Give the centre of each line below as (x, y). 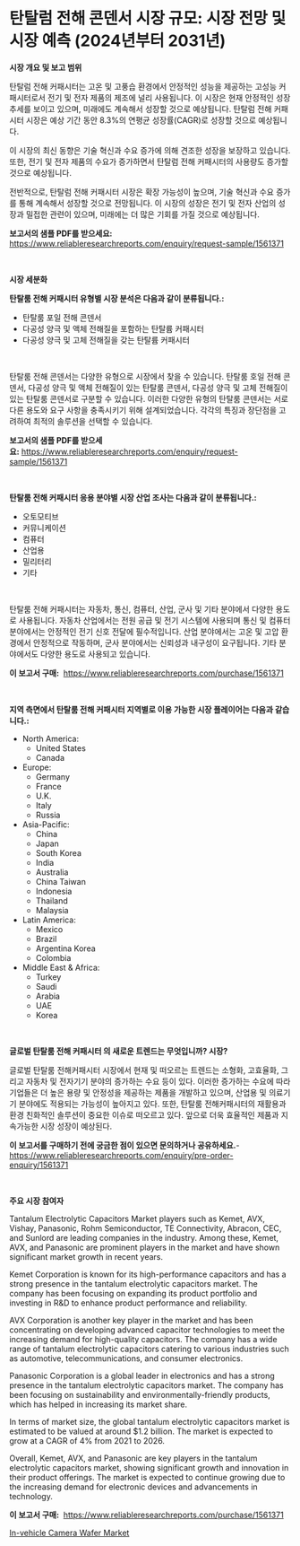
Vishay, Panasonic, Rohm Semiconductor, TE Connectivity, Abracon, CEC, (146, 1228)
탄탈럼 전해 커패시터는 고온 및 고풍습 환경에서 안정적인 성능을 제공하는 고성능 (143, 86)
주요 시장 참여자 (37, 1201)
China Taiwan (61, 881)
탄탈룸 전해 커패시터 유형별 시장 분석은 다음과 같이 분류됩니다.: (117, 298)
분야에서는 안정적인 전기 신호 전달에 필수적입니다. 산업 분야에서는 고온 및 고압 (144, 631)
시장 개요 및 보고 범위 (46, 67)
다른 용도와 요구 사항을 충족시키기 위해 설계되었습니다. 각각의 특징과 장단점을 (143, 410)
